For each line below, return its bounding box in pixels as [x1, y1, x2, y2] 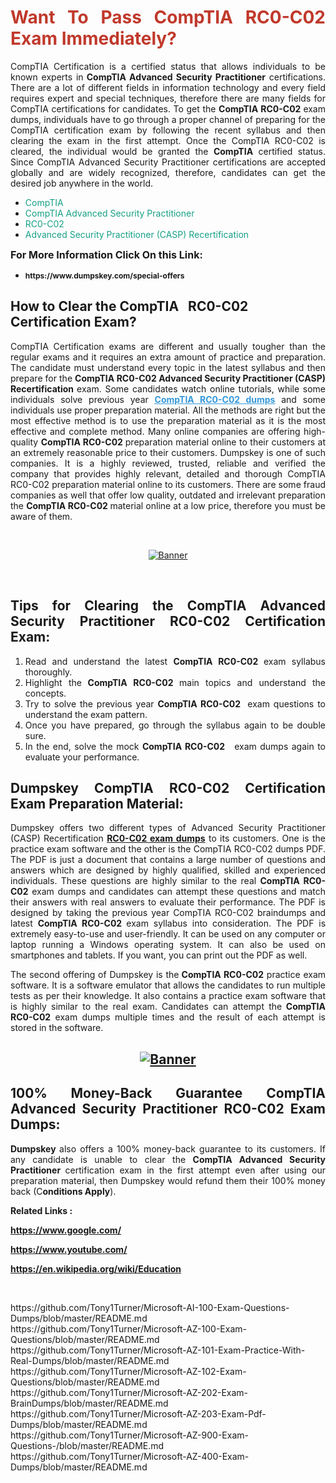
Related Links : [10, 1204, 73, 1216]
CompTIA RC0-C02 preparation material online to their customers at [40, 436, 326, 448]
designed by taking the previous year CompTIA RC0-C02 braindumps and [10, 907, 326, 919]
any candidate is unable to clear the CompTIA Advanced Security [10, 1153, 326, 1165]
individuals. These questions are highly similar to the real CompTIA [10, 875, 300, 887]
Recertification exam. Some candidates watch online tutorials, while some [10, 382, 326, 395]
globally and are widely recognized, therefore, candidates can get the [10, 166, 326, 178]
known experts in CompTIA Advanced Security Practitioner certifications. [10, 71, 326, 83]
